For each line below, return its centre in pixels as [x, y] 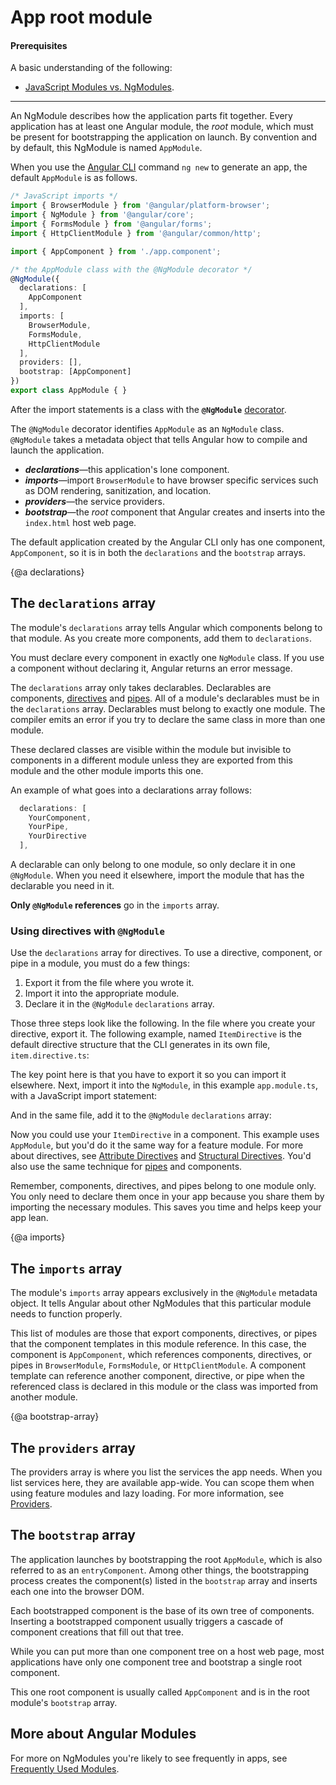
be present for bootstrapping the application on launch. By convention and [164, 137]
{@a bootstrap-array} [55, 1417]
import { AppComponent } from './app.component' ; [116, 251]
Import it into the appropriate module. [102, 993]
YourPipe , [49, 827]
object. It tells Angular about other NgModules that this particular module [161, 1303]
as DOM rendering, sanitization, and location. [118, 490]
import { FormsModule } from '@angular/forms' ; [111, 224]
